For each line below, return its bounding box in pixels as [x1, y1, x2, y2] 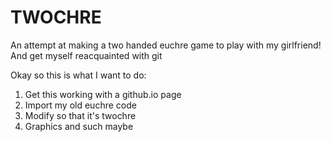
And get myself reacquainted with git [10, 49, 163, 61]
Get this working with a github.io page [24, 88, 182, 100]
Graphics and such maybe [24, 120, 134, 132]
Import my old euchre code [24, 99, 137, 111]
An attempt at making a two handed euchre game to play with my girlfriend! [10, 39, 322, 51]
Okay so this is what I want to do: [10, 69, 147, 81]
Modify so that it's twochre [24, 109, 137, 121]
